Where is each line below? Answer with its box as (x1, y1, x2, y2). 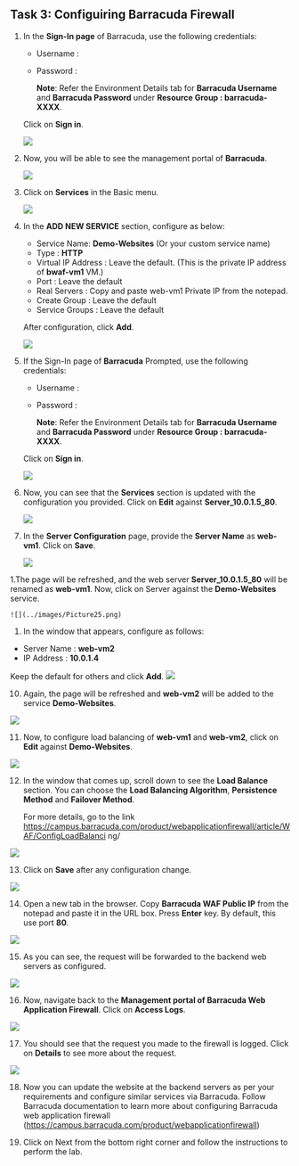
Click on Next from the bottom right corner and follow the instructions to (22, 1137, 288, 1147)
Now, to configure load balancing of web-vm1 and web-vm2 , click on (22, 731, 279, 743)
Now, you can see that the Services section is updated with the (22, 487, 256, 497)
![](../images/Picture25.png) (10, 610, 123, 619)
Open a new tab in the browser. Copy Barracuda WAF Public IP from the (22, 898, 289, 908)
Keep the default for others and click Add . (10, 670, 164, 681)
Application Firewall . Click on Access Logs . (22, 1004, 186, 1014)
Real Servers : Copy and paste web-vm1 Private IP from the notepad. (36, 285, 288, 296)
